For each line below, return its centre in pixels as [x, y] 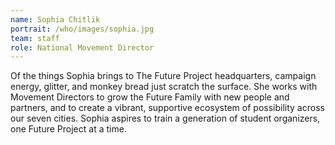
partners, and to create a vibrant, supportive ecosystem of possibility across [167, 108]
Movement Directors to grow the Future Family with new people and [150, 97]
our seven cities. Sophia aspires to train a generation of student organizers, [165, 118]
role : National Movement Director [82, 47]
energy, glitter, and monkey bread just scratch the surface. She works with [164, 87]
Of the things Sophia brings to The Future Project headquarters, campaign [163, 76]
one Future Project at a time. [68, 129]
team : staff [35, 38]
